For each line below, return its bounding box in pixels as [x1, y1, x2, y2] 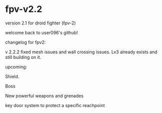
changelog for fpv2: [5, 39, 46, 45]
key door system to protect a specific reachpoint [5, 102, 105, 108]
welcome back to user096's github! [5, 29, 78, 35]
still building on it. [5, 54, 41, 60]
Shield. [5, 73, 19, 79]
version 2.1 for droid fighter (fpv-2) [5, 20, 76, 26]
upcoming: [5, 64, 27, 70]
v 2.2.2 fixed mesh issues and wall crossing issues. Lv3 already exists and [5, 49, 158, 55]
